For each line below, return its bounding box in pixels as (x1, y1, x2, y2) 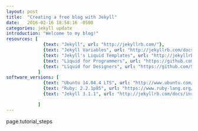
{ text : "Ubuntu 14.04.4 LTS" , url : (43, 80, 131, 86)
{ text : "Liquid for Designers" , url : (43, 63, 136, 70)
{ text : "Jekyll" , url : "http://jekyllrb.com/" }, (43, 42, 165, 48)
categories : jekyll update (6, 25, 72, 31)
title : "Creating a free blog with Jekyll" (6, 14, 117, 20)
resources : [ (6, 36, 38, 42)
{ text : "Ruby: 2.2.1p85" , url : (43, 86, 120, 91)
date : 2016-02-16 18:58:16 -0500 (6, 19, 94, 25)
